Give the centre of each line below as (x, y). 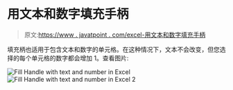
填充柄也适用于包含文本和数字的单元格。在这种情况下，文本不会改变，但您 (113, 49)
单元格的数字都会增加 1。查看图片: (80, 58)
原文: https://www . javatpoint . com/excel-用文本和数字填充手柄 (115, 35)
